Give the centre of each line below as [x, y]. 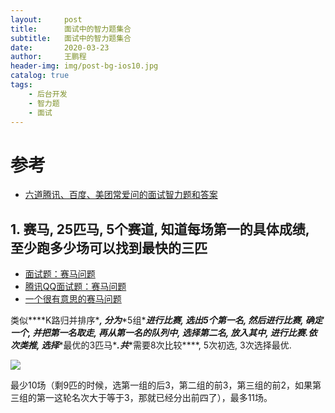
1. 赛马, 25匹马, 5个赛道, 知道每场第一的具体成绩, [160, 229]
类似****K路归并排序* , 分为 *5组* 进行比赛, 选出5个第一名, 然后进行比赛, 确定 [166, 320]
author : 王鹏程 [48, 57]
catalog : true [40, 76]
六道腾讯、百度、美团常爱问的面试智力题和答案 [121, 195]
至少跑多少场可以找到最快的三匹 [109, 247]
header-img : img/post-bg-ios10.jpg [84, 66]
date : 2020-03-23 [60, 47]
